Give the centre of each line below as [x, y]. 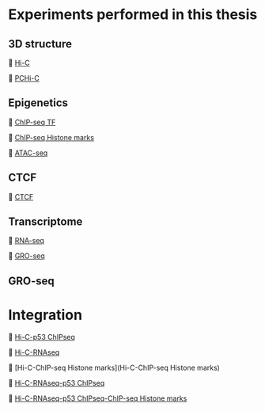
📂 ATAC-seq [28, 153]
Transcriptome [45, 222]
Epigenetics [38, 103]
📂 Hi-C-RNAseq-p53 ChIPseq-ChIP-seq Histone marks [98, 398]
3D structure [40, 44]
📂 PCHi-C [24, 78]
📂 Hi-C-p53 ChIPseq [42, 337]
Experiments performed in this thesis [133, 15]
